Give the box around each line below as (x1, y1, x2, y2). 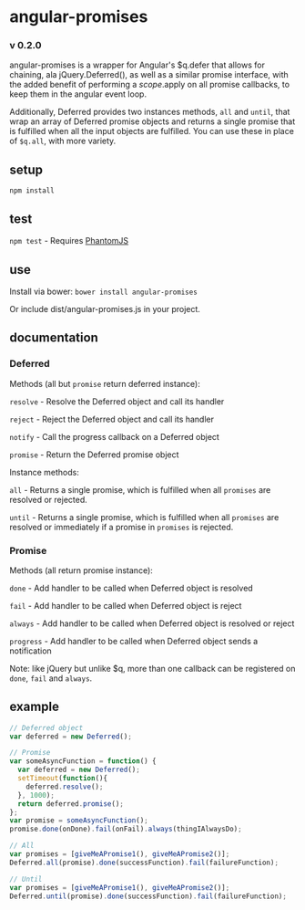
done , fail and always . (9, 673, 93, 684)
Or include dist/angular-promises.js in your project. (9, 303, 200, 314)
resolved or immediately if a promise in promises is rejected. (9, 521, 234, 532)
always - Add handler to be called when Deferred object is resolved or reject (9, 618, 295, 629)
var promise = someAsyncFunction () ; (9, 816, 148, 825)
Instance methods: (9, 466, 79, 477)
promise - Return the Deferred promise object (9, 449, 179, 460)
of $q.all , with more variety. (9, 135, 117, 147)
